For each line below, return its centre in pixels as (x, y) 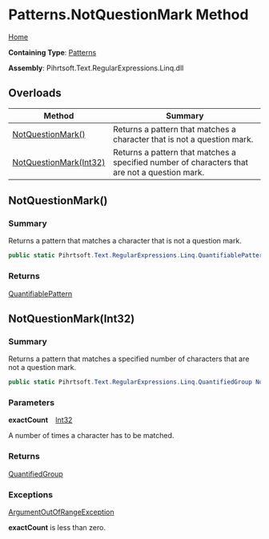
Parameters (31, 403)
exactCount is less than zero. (57, 528)
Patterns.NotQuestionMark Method (128, 15)
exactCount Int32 (40, 420)
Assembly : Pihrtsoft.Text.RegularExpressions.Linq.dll (96, 68)
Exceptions (31, 494)
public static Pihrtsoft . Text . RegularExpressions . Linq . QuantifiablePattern (137, 255)
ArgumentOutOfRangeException (61, 512)
